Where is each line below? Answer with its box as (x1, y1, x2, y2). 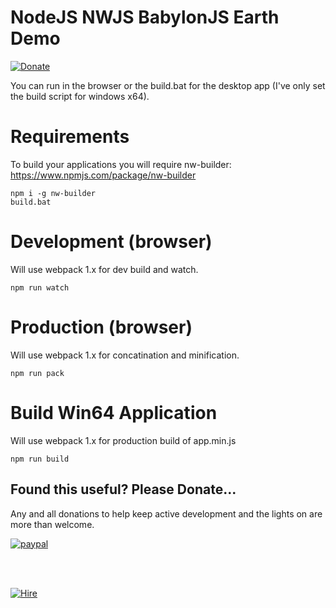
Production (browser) (10, 316, 193, 338)
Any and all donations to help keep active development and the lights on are (10, 507, 323, 520)
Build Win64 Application (10, 401, 218, 424)
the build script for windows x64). (10, 90, 150, 102)
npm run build (10, 454, 70, 464)
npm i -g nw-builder (10, 188, 97, 198)
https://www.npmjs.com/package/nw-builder (10, 169, 197, 181)
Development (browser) (10, 231, 213, 253)
